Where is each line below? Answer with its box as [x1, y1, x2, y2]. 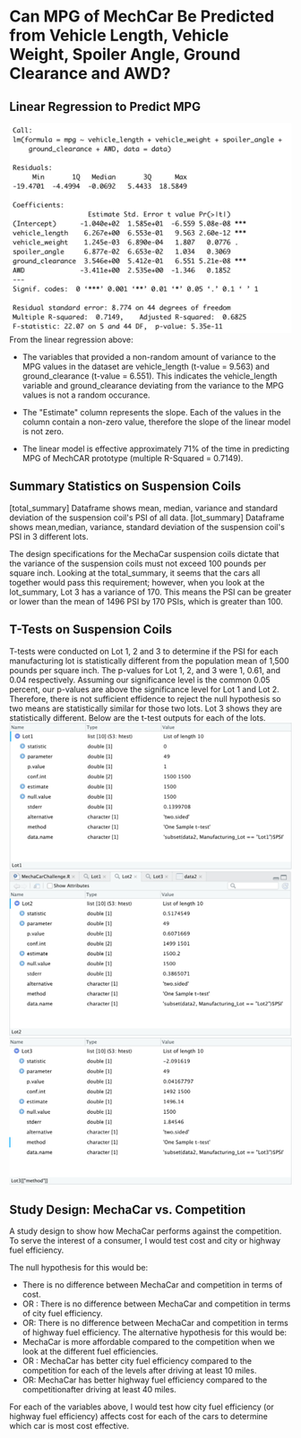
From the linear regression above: [9, 334, 133, 346]
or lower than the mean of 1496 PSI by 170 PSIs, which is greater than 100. [9, 595, 284, 606]
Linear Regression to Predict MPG [9, 98, 202, 114]
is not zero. [21, 426, 64, 437]
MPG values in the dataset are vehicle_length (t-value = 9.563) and [21, 361, 271, 372]
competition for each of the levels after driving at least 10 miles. [21, 1365, 257, 1376]
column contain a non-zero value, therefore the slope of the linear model [21, 416, 291, 427]
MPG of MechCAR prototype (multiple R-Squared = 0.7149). [21, 453, 244, 464]
